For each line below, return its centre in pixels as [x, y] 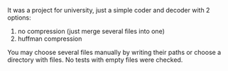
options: [20, 18]
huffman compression [50, 39]
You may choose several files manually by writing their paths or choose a [114, 52]
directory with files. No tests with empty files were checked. [95, 60]
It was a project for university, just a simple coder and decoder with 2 [109, 10]
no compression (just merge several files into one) [91, 31]
